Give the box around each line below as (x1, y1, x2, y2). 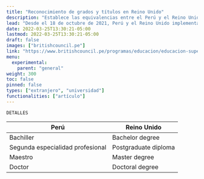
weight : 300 (6, 71, 36, 77)
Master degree (112, 152, 155, 161)
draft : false (6, 37, 39, 43)
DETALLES (6, 109, 29, 116)
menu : (6, 54, 20, 60)
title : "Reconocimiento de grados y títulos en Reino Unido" (6, 8, 165, 15)
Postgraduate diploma (112, 143, 175, 151)
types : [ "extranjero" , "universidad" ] (6, 88, 104, 94)
